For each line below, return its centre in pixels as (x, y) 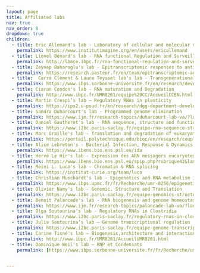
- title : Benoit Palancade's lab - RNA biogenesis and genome (90, 200)
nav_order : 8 (22, 28)
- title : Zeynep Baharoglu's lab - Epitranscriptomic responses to (97, 67)
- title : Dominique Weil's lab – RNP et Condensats (77, 244)
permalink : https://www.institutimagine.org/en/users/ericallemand (102, 51)
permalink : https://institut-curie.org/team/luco (80, 173)
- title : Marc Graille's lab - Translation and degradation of (91, 134)
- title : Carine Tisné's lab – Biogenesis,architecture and (87, 233)
